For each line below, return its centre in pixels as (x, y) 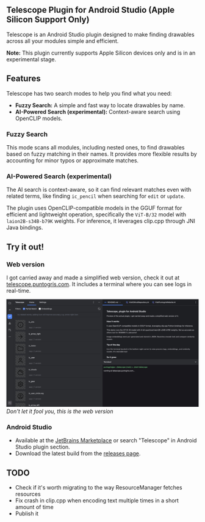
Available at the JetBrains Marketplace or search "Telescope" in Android (106, 441)
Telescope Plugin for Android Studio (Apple (91, 10)
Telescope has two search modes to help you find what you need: (89, 93)
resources (28, 494)
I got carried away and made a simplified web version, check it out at (93, 278)
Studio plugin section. (42, 447)
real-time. (19, 290)
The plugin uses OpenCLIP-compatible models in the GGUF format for (94, 208)
